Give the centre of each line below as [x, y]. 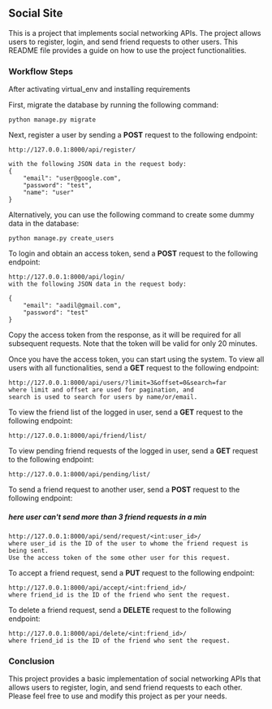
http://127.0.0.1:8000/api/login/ [67, 277]
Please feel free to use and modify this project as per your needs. [118, 696]
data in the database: [44, 224]
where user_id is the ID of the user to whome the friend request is [129, 544]
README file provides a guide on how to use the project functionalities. [127, 50]
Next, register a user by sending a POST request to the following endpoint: [133, 135]
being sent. [28, 551]
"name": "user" [49, 193]
